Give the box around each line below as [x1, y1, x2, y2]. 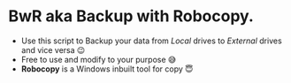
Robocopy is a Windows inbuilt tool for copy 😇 [20, 64, 194, 74]
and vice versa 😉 [20, 44, 86, 55]
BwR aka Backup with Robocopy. [8, 6, 254, 26]
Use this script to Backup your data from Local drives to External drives [20, 35, 282, 46]
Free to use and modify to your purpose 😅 [20, 54, 177, 64]
